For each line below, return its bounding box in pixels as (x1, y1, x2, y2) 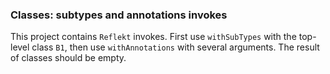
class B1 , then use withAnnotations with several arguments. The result (31, 41, 320, 53)
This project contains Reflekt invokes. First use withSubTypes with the (10, 31, 297, 43)
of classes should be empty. (10, 52, 127, 64)
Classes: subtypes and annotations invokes (10, 8, 228, 22)
